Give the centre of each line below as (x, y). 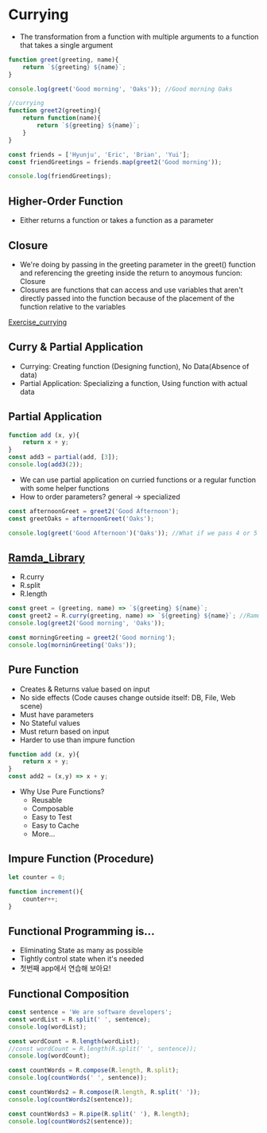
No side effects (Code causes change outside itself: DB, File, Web (128, 697)
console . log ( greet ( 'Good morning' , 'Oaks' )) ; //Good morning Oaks (120, 89)
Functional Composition (69, 993)
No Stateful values (50, 722)
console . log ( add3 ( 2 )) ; (46, 465)
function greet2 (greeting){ (55, 111)
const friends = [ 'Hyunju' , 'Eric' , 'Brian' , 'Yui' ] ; (99, 154)
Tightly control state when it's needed (82, 959)
